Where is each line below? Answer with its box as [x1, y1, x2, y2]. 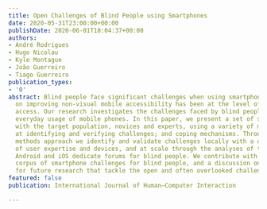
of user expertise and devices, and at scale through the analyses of [15, 145, 254, 153]
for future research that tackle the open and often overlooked [15, 167, 233, 175]
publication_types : [8, 78, 73, 86]
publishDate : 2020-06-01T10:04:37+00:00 [8, 26, 145, 34]
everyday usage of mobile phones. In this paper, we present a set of [15, 115, 254, 123]
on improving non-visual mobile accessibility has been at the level [15, 100, 250, 108]
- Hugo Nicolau [8, 48, 59, 56]
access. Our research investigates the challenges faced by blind [15, 108, 240, 116]
